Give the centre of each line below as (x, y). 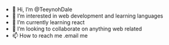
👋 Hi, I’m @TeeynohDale (42, 9)
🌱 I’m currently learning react (48, 22)
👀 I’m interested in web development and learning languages (88, 16)
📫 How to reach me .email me (50, 36)
